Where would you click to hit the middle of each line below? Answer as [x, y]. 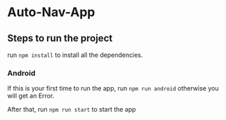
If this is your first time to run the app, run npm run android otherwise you [113, 88]
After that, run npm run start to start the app [72, 109]
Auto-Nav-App [51, 12]
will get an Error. [31, 96]
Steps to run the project [60, 38]
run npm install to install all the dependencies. [75, 55]
